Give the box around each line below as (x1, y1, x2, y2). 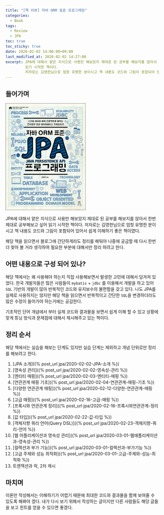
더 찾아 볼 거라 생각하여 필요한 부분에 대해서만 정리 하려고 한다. (5, 244, 125, 250)
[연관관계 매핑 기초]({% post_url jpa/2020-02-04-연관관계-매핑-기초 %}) (12, 379, 155, 385)
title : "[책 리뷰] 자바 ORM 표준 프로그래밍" (5, 8, 87, 13)
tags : (5, 23, 17, 28)
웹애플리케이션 (130, 432, 158, 438)
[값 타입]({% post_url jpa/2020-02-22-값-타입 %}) (12, 414, 112, 420)
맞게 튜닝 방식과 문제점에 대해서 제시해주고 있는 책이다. (5, 315, 109, 321)
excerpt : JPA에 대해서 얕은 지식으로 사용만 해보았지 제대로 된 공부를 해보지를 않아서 (5, 59, 157, 64)
